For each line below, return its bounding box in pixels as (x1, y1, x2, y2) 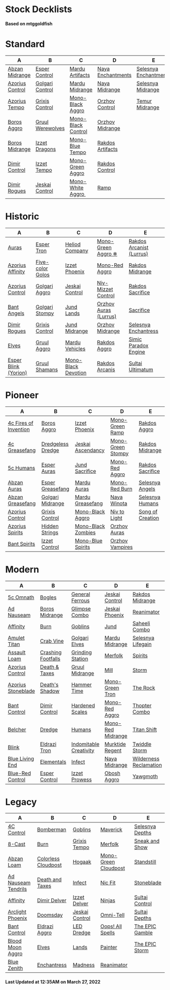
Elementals (40, 758, 67, 765)
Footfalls (40, 655, 61, 662)
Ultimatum (129, 366, 153, 373)
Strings (41, 529, 59, 536)
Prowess (71, 776, 92, 783)
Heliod (65, 240, 81, 247)
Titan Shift (132, 726, 157, 733)
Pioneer (5, 389, 39, 401)
